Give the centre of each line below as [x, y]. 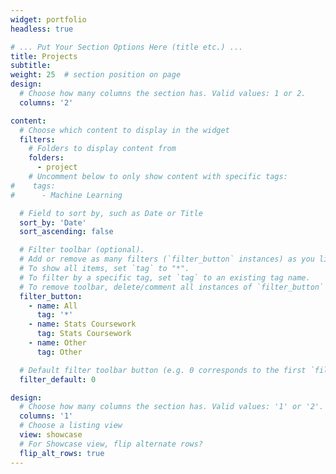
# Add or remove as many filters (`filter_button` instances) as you [167, 259]
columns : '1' [46, 416]
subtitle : [31, 66]
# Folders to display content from [102, 149]
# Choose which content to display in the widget [124, 130]
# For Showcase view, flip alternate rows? [111, 444]
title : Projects [44, 56]
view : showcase [51, 435]
